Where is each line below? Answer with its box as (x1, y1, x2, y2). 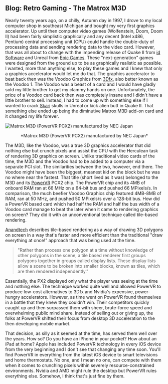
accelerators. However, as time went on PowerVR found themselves (21, 294, 161, 300)
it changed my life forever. (5, 113, 59, 119)
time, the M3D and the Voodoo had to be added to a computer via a (5, 158, 144, 164)
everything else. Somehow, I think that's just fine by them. (5, 373, 125, 379)
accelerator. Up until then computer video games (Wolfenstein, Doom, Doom (5, 28, 163, 34)
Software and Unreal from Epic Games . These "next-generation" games (5, 55, 154, 61)
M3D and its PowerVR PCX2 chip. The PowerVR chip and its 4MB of (5, 179, 145, 185)
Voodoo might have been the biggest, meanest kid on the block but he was (5, 169, 160, 175)
